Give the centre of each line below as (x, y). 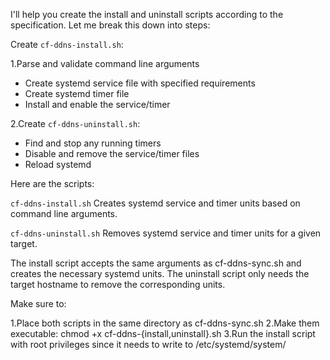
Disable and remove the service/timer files (112, 153)
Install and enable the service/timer (97, 104)
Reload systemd (58, 164)
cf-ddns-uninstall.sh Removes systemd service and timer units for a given (166, 233)
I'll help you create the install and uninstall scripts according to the (147, 14)
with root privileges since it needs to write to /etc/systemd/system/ (148, 344)
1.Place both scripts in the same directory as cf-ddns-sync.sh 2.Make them (165, 323)
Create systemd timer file (77, 93)
